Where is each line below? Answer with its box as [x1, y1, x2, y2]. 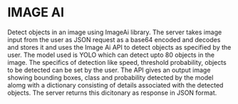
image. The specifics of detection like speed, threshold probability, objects [7, 58, 227, 66]
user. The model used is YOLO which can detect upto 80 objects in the [7, 51, 215, 59]
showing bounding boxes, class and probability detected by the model [7, 73, 214, 82]
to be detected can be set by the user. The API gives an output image [7, 66, 211, 74]
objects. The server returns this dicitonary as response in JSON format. [7, 88, 217, 97]
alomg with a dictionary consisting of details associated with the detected [7, 80, 224, 89]
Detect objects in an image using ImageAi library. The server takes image [7, 28, 222, 36]
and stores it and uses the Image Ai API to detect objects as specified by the [7, 43, 232, 51]
